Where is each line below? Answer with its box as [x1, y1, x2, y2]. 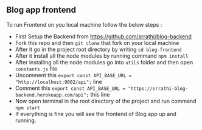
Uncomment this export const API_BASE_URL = [15, 71, 132, 78]
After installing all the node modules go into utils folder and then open [15, 58, 193, 66]
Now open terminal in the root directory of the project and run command [15, 97, 197, 104]
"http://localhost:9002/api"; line [15, 78, 102, 85]
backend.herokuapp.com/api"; [15, 92, 89, 98]
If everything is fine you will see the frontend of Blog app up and [15, 110, 176, 117]
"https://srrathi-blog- [127, 85, 189, 92]
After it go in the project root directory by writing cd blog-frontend [15, 46, 182, 53]
